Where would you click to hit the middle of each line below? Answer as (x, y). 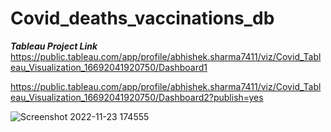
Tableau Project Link (54, 46)
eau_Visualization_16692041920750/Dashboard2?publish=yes (137, 97)
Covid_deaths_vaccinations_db (142, 18)
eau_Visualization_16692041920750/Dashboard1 (109, 67)
